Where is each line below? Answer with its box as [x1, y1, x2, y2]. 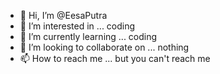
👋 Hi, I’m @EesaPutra [19, 10, 108, 21]
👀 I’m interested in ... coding [19, 20, 136, 32]
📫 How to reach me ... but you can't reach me [19, 53, 211, 64]
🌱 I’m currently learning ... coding [19, 31, 158, 42]
